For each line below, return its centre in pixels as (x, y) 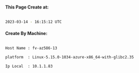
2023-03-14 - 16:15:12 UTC (33, 22)
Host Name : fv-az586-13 (31, 48)
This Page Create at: (27, 7)
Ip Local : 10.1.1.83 (29, 66)
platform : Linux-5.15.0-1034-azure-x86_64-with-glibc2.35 (70, 57)
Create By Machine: (26, 33)
